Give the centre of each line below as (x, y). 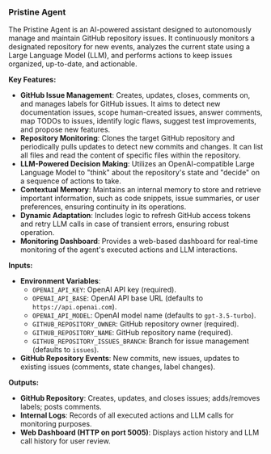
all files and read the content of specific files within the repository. (130, 155)
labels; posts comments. (61, 407)
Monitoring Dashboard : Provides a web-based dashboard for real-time (139, 242)
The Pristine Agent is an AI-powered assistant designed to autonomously (130, 30)
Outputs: (23, 383)
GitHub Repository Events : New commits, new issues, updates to (130, 359)
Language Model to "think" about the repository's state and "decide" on (140, 173)
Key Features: (32, 80)
